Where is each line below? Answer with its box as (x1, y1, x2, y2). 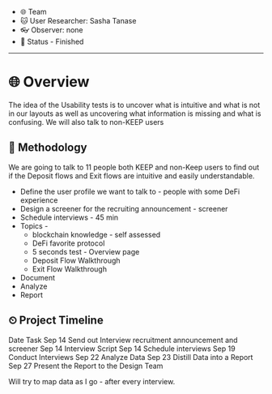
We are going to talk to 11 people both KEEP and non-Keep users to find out (8, 162, 260, 172)
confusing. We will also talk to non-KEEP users (8, 117, 164, 126)
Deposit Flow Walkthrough (32, 255, 121, 265)
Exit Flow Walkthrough (32, 263, 108, 274)
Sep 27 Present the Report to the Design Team (8, 361, 164, 370)
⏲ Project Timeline (8, 314, 104, 328)
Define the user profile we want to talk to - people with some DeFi (19, 186, 240, 196)
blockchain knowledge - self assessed (32, 229, 161, 239)
